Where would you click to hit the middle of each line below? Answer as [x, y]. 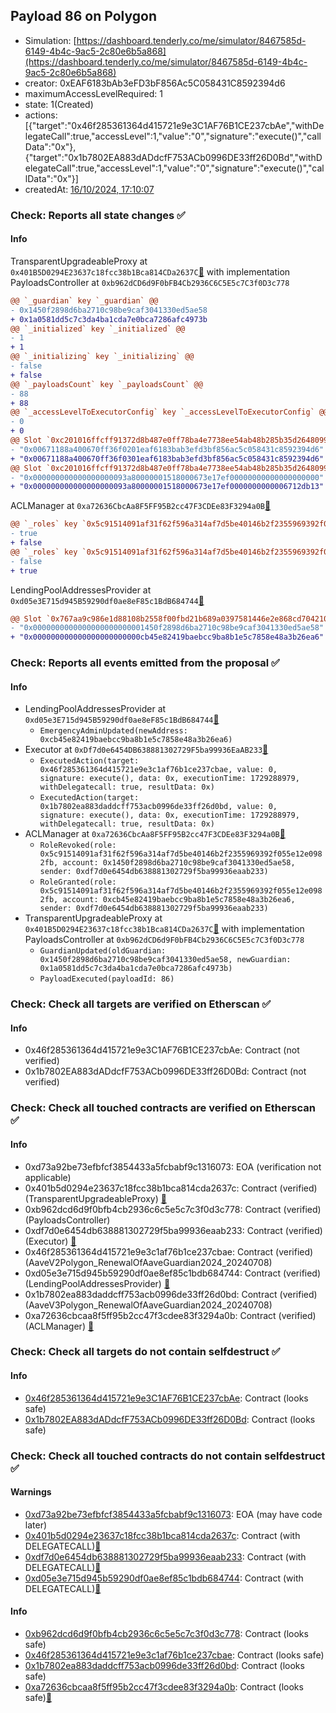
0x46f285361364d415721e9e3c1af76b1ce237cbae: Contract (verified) [169, 1251]
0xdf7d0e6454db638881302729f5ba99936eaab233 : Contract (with [165, 1556]
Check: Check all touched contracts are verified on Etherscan [163, 1108]
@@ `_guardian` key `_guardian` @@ [84, 300]
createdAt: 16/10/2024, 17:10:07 [89, 189]
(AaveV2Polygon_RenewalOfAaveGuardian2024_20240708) [148, 1262]
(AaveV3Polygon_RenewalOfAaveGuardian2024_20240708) [148, 1305]
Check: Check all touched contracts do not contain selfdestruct [168, 1456]
